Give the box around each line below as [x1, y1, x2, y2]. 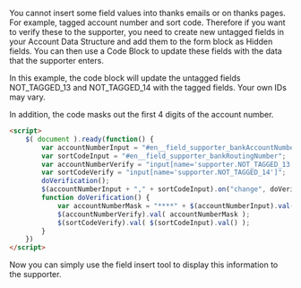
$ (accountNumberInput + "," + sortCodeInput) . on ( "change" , [41, 185, 267, 194]
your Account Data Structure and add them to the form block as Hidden [9, 36, 273, 47]
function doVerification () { [41, 193, 150, 202]
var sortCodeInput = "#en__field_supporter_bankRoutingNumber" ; [41, 152, 287, 161]
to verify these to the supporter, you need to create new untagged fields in [9, 27, 285, 37]
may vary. [9, 92, 47, 102]
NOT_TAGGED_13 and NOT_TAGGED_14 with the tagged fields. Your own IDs [9, 83, 287, 92]
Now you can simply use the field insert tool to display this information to [9, 259, 279, 270]
